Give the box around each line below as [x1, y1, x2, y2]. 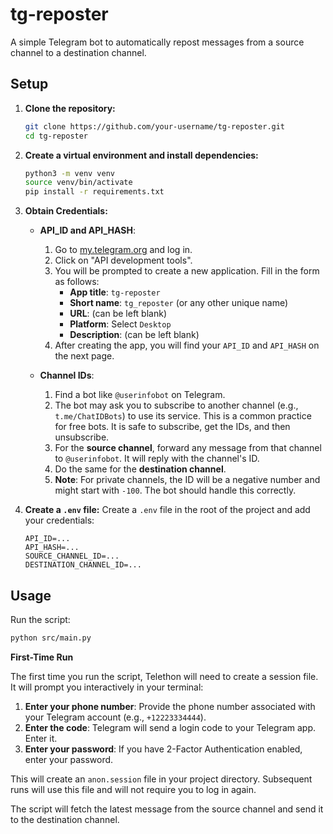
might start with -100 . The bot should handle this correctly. [54, 484, 297, 497]
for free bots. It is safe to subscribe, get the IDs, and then [54, 421, 291, 433]
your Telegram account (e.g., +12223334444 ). [24, 711, 207, 723]
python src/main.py [10, 633, 92, 643]
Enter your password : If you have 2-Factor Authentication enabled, [24, 743, 303, 755]
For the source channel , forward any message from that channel [54, 442, 322, 454]
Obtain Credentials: [24, 205, 108, 217]
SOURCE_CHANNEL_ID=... [24, 551, 120, 562]
